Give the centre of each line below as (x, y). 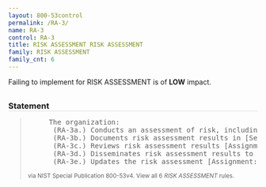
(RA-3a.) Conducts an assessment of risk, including (157, 130)
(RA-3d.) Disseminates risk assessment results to (153, 153)
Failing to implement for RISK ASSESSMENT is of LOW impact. (110, 82)
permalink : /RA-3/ (38, 23)
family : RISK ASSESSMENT (49, 52)
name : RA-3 (26, 30)
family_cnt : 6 (32, 60)
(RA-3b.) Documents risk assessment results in (147, 138)
